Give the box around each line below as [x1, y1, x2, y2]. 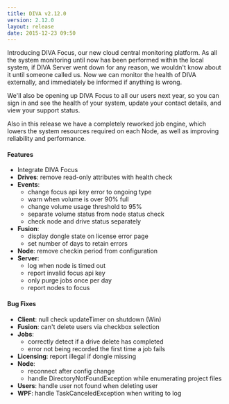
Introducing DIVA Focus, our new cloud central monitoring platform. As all [7, 49, 217, 57]
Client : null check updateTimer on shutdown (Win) [17, 315, 162, 323]
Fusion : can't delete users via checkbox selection [17, 322, 160, 330]
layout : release [7, 23, 54, 30]
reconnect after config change [27, 367, 115, 375]
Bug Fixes [7, 300, 37, 308]
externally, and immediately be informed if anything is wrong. [7, 78, 183, 87]
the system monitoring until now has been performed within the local [7, 56, 204, 65]
